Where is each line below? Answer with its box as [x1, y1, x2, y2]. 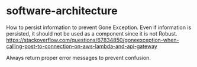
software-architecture [6, 4, 118, 18]
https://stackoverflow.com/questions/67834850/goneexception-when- [6, 36, 179, 43]
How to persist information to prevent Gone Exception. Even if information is [6, 24, 192, 31]
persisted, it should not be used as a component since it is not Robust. [6, 30, 177, 37]
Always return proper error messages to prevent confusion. [6, 54, 151, 61]
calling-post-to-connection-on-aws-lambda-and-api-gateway [6, 43, 158, 50]
